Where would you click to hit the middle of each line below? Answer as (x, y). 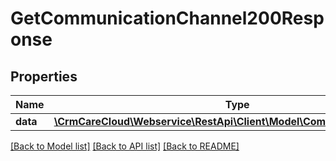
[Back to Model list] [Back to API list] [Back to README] (125, 146)
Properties (44, 76)
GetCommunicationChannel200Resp (167, 18)
